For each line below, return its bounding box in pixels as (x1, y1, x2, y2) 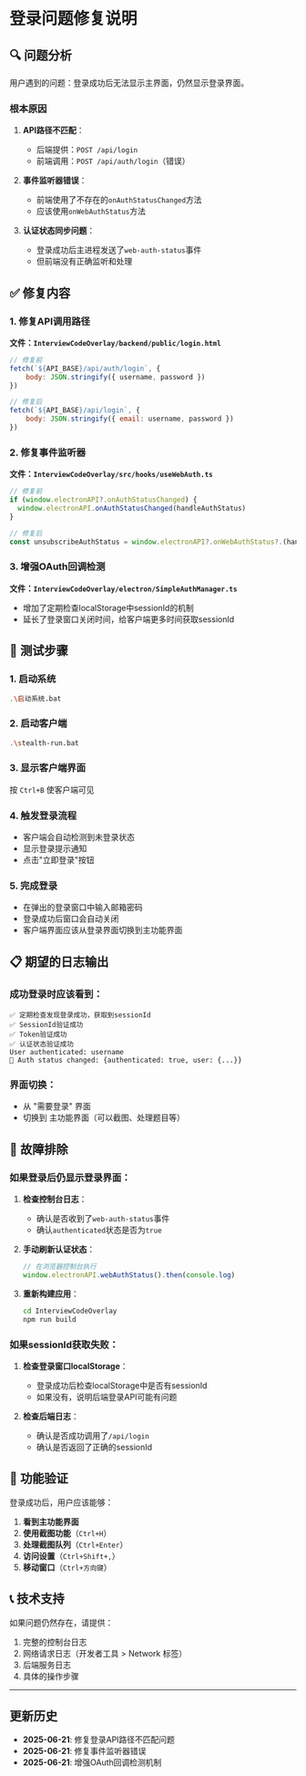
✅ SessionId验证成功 (9, 1021, 84, 1030)
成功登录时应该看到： (9, 987, 103, 1000)
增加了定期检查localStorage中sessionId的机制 (22, 602, 194, 613)
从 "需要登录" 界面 (22, 1101, 91, 1112)
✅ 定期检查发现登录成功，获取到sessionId (9, 1011, 152, 1020)
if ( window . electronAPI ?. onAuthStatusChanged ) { (9, 495, 198, 504)
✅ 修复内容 (9, 285, 71, 301)
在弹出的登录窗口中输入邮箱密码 (22, 902, 143, 913)
